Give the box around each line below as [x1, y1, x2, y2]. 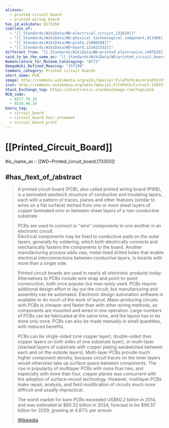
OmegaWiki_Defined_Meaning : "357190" [5, 64, 84, 69]
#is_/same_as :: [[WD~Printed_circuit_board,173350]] [5, 158, 115, 164]
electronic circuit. [17, 228, 54, 234]
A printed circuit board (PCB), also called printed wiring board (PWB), [17, 186, 162, 192]
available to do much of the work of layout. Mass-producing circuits [17, 297, 158, 303]
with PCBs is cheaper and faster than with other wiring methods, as [17, 302, 157, 308]
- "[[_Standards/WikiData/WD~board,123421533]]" [10, 45, 114, 50]
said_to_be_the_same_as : [5, 54, 57, 59]
